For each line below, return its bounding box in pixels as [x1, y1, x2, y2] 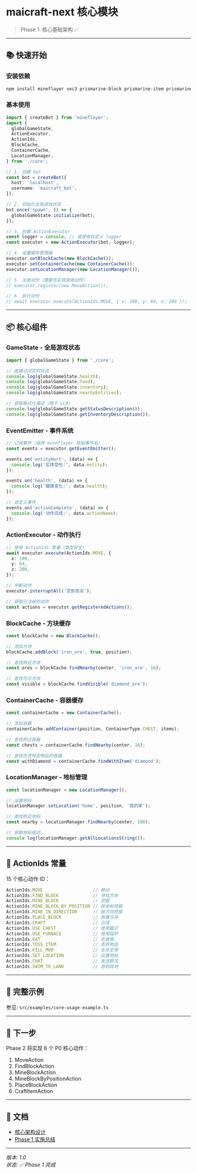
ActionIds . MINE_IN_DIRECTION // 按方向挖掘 [6, 909, 123, 915]
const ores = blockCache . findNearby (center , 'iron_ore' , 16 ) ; [6, 665, 161, 671]
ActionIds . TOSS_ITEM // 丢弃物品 [6, 942, 118, 948]
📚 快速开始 [6, 51, 47, 61]
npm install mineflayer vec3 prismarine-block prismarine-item [6, 86, 164, 92]
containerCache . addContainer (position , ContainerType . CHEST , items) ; [6, 726, 180, 732]
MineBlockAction [14, 1069, 56, 1076]
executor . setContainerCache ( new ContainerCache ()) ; [6, 261, 135, 267]
